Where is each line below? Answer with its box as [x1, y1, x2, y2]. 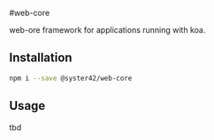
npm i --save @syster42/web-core [9, 74, 133, 82]
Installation [9, 51, 73, 66]
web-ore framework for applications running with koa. [9, 25, 206, 35]
